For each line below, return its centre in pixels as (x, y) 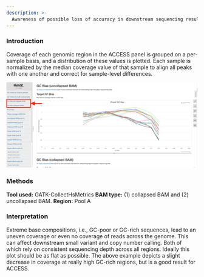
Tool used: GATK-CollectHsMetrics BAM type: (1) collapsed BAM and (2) (98, 195)
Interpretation (27, 216)
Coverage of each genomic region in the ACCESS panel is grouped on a (96, 54)
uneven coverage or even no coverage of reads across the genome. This (97, 236)
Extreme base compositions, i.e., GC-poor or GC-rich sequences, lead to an (101, 230)
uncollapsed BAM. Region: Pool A (49, 201)
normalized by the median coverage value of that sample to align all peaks (99, 67)
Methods (20, 181)
